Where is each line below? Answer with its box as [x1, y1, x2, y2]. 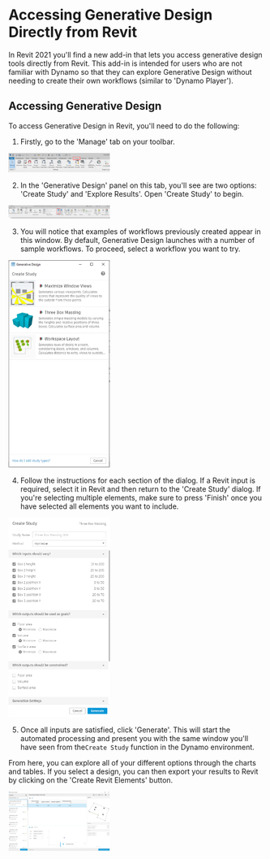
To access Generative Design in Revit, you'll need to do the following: [8, 120, 240, 131]
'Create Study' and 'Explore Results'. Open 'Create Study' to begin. [19, 189, 245, 198]
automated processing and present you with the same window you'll [19, 734, 249, 744]
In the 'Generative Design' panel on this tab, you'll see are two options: [19, 180, 257, 190]
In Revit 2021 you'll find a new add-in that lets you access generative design [8, 50, 263, 59]
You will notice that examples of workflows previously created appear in [19, 226, 261, 236]
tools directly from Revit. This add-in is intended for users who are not [8, 59, 242, 68]
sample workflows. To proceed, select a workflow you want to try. [19, 244, 241, 254]
